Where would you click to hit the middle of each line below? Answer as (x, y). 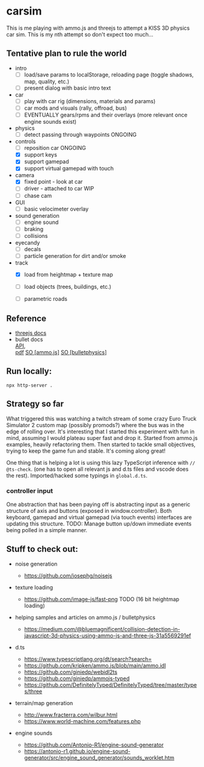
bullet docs (29, 339)
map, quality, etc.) (47, 81)
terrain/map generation (44, 703)
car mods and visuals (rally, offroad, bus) (76, 108)
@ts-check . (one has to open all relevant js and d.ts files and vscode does (97, 469)
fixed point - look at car (53, 182)
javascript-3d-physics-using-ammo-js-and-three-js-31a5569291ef (107, 635)
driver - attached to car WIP (59, 189)
